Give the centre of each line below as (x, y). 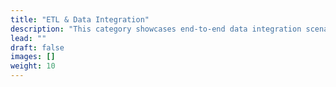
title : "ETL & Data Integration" (80, 19)
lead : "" (28, 38)
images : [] (33, 57)
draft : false (37, 47)
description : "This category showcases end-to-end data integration (156, 29)
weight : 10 (33, 66)
